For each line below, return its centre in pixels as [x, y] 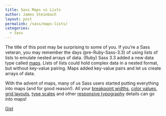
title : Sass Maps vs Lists [33, 10]
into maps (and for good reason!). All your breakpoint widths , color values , [81, 88]
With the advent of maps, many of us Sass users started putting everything [82, 83]
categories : [17, 28]
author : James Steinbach [31, 14]
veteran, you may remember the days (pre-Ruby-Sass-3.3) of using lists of [82, 52]
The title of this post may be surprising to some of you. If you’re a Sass [78, 47]
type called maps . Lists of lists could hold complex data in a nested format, [82, 63]
